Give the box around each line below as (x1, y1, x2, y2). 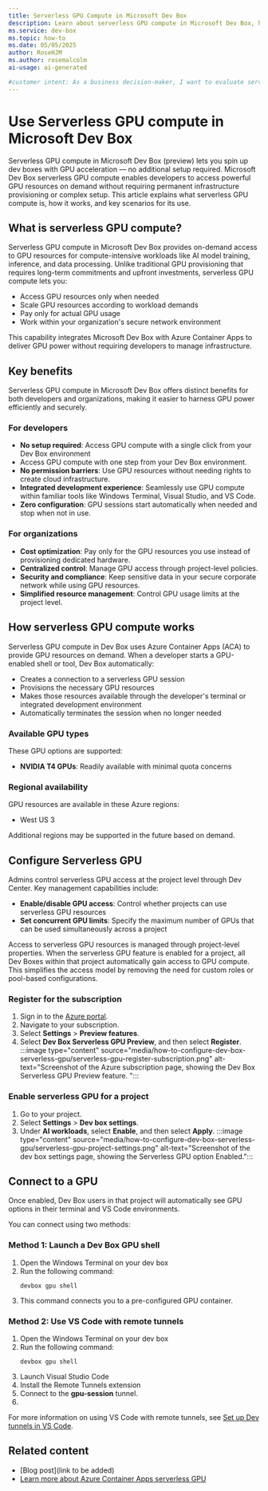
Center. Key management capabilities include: (8, 884, 160, 892)
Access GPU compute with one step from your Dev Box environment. (19, 457, 247, 467)
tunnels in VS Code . (8, 1422, 73, 1430)
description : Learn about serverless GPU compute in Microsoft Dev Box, (8, 19, 255, 27)
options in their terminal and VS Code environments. (8, 1204, 180, 1214)
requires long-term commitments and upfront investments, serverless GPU (8, 268, 254, 278)
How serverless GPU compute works (8, 620, 195, 635)
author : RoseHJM (8, 49, 62, 57)
